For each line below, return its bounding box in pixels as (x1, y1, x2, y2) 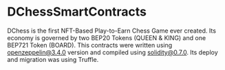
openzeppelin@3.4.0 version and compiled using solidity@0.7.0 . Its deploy (7, 48, 218, 56)
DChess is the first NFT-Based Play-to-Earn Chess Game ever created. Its (7, 27, 217, 35)
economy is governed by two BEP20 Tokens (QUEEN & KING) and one (7, 33, 206, 41)
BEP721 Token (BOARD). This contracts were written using (7, 41, 173, 49)
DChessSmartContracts (7, 4, 147, 20)
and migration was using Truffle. (7, 55, 99, 63)
